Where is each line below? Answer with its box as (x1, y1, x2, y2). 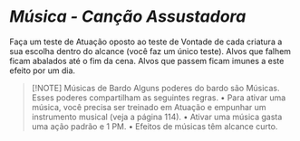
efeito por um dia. (9, 65, 75, 76)
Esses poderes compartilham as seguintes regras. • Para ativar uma (31, 92, 286, 103)
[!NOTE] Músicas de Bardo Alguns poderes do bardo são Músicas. (31, 82, 280, 93)
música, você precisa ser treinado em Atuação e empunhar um (31, 101, 266, 112)
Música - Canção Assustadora (9, 6, 247, 27)
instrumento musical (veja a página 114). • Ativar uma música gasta (31, 111, 283, 122)
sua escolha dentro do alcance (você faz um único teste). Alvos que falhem (9, 45, 292, 56)
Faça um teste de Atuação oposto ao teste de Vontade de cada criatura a (9, 36, 283, 47)
